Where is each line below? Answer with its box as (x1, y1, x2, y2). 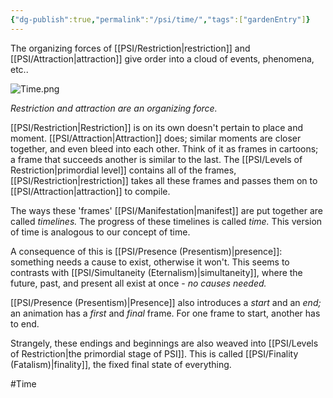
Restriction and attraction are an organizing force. (10, 102, 218, 114)
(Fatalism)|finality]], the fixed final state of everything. (10, 358, 232, 370)
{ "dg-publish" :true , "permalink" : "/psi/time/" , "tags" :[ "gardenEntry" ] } (10, 14, 311, 25)
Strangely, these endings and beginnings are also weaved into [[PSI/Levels (10, 337, 319, 349)
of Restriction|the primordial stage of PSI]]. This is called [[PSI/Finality (10, 347, 299, 360)
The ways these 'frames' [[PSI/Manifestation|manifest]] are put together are (10, 204, 324, 216)
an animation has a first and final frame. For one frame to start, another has (10, 307, 321, 319)
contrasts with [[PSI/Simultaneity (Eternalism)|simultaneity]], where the (10, 266, 303, 278)
